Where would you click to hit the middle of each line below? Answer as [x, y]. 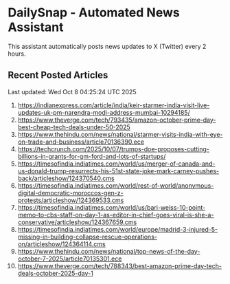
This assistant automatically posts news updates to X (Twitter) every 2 [107, 46]
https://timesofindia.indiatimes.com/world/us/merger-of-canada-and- [116, 164]
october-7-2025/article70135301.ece [70, 259]
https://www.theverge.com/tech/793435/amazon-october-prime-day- [117, 120]
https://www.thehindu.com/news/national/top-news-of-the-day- [109, 251]
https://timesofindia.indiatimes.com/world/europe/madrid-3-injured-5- [118, 229]
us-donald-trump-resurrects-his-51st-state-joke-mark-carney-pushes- [118, 171]
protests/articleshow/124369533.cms [71, 200]
